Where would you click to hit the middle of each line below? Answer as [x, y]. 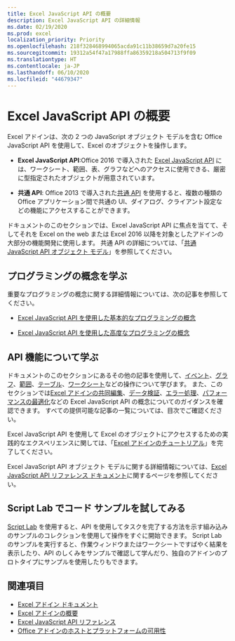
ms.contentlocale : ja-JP [43, 66]
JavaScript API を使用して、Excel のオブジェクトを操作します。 [99, 145]
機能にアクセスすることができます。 [82, 211]
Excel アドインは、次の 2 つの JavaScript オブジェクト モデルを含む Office [115, 137]
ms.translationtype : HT [42, 60]
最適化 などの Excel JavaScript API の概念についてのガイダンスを [124, 402]
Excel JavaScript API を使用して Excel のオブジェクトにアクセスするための [115, 434]
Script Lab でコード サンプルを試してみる [96, 509]
